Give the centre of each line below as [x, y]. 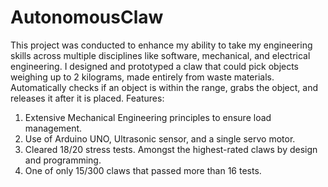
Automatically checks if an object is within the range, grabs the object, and [164, 87]
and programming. [63, 160]
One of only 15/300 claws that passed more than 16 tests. [143, 170]
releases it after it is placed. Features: [87, 98]
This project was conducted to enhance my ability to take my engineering [161, 45]
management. [53, 128]
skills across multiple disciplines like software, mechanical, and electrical [160, 55]
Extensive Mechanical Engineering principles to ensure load [148, 117]
